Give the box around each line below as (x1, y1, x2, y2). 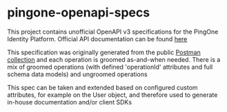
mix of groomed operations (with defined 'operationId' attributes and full (7, 63, 213, 71)
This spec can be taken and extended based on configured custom (7, 83, 198, 91)
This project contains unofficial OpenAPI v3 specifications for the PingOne (7, 27, 219, 36)
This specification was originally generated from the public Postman (7, 48, 201, 56)
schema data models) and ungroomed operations (7, 70, 148, 78)
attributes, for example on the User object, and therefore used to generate (7, 91, 218, 99)
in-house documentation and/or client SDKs (7, 98, 132, 106)
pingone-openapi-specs (7, 5, 150, 21)
